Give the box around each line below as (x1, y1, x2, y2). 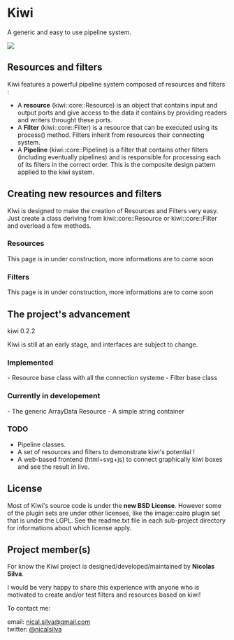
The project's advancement (7, 308, 131, 320)
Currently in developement (7, 391, 101, 401)
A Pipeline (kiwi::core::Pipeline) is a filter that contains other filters (17, 145, 208, 154)
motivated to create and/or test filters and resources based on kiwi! (7, 590, 201, 599)
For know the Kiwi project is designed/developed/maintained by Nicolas (7, 562, 215, 571)
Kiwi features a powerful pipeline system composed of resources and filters (7, 80, 226, 88)
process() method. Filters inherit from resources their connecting (17, 131, 205, 139)
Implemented (7, 358, 54, 368)
